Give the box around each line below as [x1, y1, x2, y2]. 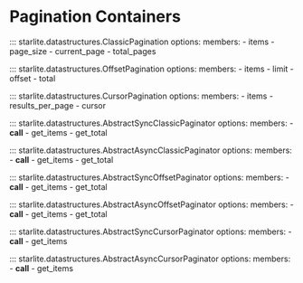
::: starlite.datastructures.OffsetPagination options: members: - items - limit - [9, 63, 294, 74]
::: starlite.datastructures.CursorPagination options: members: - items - [9, 90, 274, 101]
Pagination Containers [9, 6, 181, 27]
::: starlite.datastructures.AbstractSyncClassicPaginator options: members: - [9, 118, 294, 128]
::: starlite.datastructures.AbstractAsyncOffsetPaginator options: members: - [9, 199, 294, 210]
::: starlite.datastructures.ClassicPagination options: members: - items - [9, 36, 275, 47]
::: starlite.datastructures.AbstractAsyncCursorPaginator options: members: [9, 253, 291, 264]
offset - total [9, 72, 56, 83]
